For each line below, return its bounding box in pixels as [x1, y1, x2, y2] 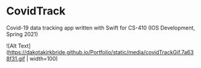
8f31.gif [6, 55, 25, 62]
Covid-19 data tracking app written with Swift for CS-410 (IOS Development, [6, 24, 195, 31]
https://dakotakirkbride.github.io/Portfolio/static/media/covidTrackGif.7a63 [8, 48, 194, 55]
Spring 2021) [6, 30, 38, 37]
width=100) [29, 55, 59, 62]
